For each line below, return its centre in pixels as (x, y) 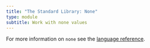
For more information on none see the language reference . (76, 39)
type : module (22, 17)
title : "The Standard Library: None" (52, 11)
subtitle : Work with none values (47, 22)
